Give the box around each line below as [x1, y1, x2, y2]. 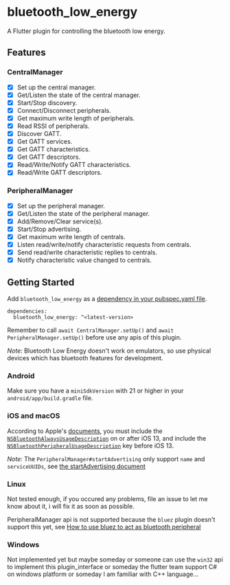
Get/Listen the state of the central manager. [16, 91, 141, 99]
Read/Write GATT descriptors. [16, 168, 102, 177]
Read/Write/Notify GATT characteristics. [16, 161, 132, 169]
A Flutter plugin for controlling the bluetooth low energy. [7, 27, 166, 35]
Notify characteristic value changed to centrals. [16, 256, 152, 265]
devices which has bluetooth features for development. [7, 353, 163, 362]
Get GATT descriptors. [16, 153, 81, 162]
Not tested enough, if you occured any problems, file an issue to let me [7, 494, 208, 503]
